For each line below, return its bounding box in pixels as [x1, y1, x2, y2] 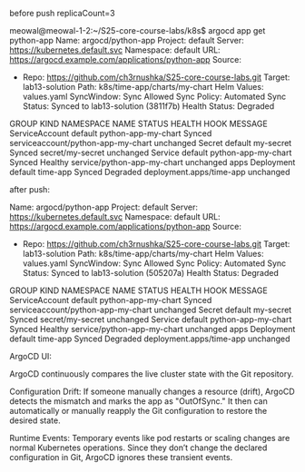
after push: [9, 184, 50, 194]
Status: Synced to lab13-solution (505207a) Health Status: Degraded [22, 268, 280, 278]
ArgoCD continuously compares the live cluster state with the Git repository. [9, 369, 294, 379]
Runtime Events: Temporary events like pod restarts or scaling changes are [9, 433, 290, 443]
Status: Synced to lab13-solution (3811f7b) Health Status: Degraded [22, 101, 275, 112]
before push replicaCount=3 [9, 8, 115, 18]
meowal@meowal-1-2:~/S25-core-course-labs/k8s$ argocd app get [9, 25, 266, 35]
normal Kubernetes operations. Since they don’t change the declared [9, 442, 268, 453]
